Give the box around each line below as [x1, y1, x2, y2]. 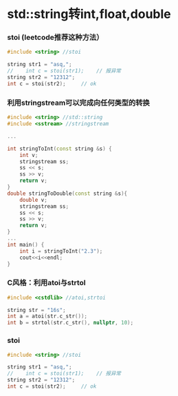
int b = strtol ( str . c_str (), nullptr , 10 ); [7, 320, 134, 326]
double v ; [19, 196, 48, 203]
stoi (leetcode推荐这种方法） [7, 32, 104, 42]
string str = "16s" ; [7, 306, 67, 313]
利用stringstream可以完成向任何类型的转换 [7, 98, 150, 107]
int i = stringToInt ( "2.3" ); [19, 247, 103, 255]
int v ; [19, 152, 38, 158]
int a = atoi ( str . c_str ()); [7, 313, 88, 320]
